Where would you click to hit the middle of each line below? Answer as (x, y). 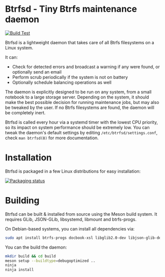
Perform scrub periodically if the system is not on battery (70, 77)
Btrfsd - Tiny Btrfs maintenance (71, 9)
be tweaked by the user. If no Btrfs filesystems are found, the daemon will (80, 107)
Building (22, 201)
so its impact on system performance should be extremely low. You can (77, 127)
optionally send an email (37, 72)
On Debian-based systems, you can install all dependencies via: (70, 228)
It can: (12, 57)
